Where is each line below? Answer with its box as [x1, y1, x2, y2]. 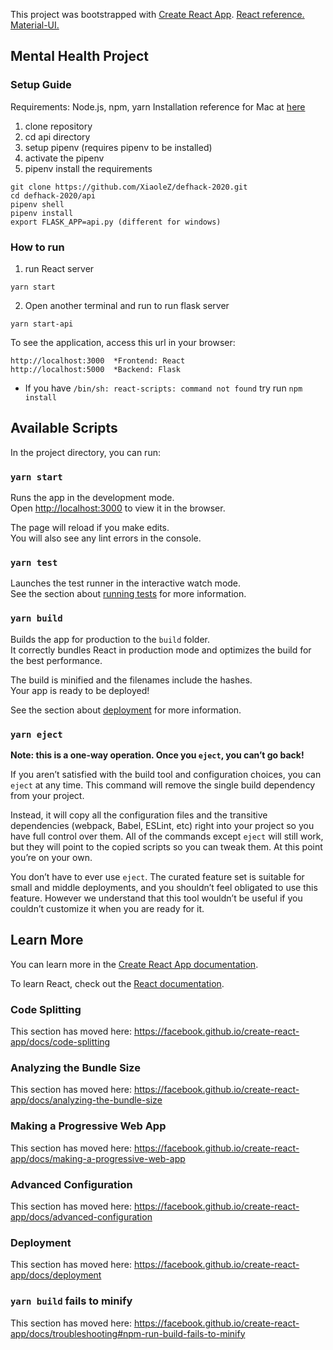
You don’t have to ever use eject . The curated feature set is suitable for [10, 870, 305, 883]
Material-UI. [10, 19, 60, 31]
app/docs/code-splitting [10, 1036, 111, 1048]
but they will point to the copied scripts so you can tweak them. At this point [10, 840, 323, 853]
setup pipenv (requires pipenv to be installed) [24, 141, 213, 153]
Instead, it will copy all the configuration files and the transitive [10, 809, 268, 821]
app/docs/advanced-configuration [10, 1210, 153, 1223]
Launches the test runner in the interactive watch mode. [10, 577, 242, 589]
